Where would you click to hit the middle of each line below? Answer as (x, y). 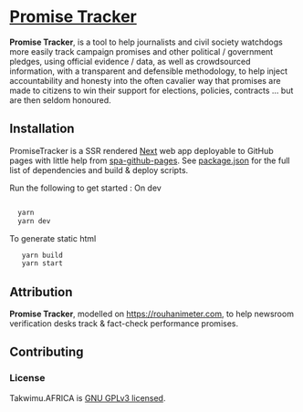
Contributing (47, 352)
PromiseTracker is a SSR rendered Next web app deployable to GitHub (141, 150)
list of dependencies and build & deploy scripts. (99, 170)
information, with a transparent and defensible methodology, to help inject (148, 71)
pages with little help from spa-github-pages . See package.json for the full (150, 160)
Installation (42, 129)
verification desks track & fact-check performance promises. (124, 324)
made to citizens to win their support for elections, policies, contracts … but (151, 90)
